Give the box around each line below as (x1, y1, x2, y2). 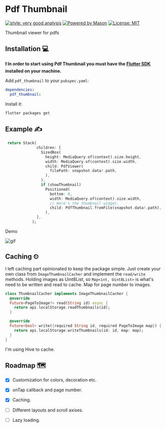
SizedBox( (40, 149, 61, 155)
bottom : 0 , (49, 191, 72, 196)
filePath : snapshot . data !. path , (49, 168, 117, 173)
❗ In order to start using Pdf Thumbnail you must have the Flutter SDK (5, 61, 151, 67)
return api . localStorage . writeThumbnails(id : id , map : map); (14, 328, 144, 333)
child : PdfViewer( (45, 163, 84, 169)
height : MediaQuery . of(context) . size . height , (45, 154, 142, 159)
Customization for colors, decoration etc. (12, 377, 97, 383)
